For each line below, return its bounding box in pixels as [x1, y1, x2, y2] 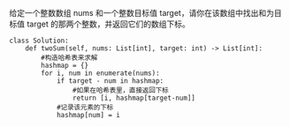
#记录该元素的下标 [56, 103, 114, 112]
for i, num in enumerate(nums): [41, 69, 161, 78]
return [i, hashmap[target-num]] [72, 93, 196, 102]
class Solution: [9, 36, 69, 45]
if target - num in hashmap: [56, 77, 164, 86]
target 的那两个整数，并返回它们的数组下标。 [26, 19, 190, 29]
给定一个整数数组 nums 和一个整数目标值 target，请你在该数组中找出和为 [9, 8, 274, 18]
